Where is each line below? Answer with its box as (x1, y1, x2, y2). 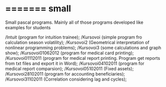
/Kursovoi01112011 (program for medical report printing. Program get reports (5, 55, 160, 61)
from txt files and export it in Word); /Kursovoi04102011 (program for (5, 60, 145, 66)
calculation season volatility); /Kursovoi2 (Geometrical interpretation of (5, 39, 150, 45)
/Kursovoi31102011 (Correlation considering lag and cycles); (5, 76, 127, 82)
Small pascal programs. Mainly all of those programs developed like (5, 19, 144, 25)
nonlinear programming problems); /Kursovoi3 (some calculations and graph (5, 44, 162, 50)
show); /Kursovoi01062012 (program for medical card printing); (5, 50, 134, 56)
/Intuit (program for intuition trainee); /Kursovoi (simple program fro (5, 34, 142, 40)
